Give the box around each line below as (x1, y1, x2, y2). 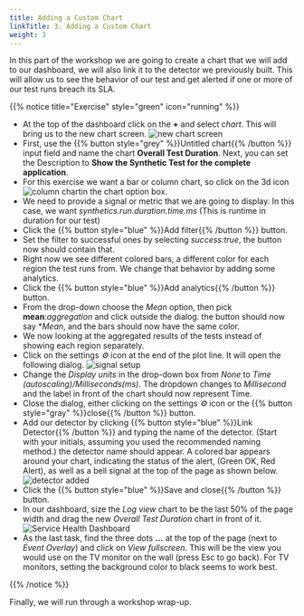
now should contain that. (22, 244, 115, 255)
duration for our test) (22, 215, 101, 226)
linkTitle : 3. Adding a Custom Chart (9, 22, 152, 31)
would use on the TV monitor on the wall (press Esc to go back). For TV (22, 552, 290, 563)
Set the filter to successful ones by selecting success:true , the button (22, 235, 282, 245)
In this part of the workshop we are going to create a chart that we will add (9, 55, 288, 66)
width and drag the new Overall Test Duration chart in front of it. (22, 514, 262, 525)
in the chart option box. (81, 187, 168, 197)
